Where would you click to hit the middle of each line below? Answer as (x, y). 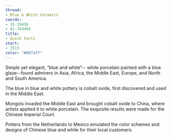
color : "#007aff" (24, 53)
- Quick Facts (21, 39)
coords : (14, 19)
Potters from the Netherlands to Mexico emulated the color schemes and (82, 124)
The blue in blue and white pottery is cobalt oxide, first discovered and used (86, 88)
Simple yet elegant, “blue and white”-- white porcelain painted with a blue (83, 67)
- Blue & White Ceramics (32, 15)
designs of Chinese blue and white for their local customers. (69, 130)
